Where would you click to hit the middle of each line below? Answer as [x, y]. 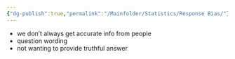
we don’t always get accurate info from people [84, 33]
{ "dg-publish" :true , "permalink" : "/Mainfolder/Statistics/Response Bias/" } [118, 14]
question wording [42, 41]
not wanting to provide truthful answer [72, 48]
